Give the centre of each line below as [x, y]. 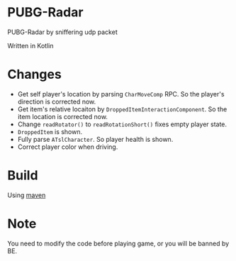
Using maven [27, 195]
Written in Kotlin [30, 45]
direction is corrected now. [57, 101]
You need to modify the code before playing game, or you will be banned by [118, 243]
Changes [34, 74]
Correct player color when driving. [68, 147]
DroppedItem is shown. [50, 131]
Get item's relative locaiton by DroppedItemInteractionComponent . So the [122, 109]
